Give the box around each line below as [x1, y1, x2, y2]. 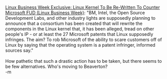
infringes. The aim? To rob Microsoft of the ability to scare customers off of [5, 36, 162, 43]
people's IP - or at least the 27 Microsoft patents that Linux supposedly [5, 31, 153, 37]
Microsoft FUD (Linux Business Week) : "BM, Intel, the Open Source [5, 10, 145, 16]
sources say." [5, 48, 34, 53]
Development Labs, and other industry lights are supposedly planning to [5, 15, 156, 21]
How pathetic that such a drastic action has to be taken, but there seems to [5, 58, 162, 64]
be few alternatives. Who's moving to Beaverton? [5, 63, 108, 69]
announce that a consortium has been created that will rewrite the [5, 20, 143, 26]
